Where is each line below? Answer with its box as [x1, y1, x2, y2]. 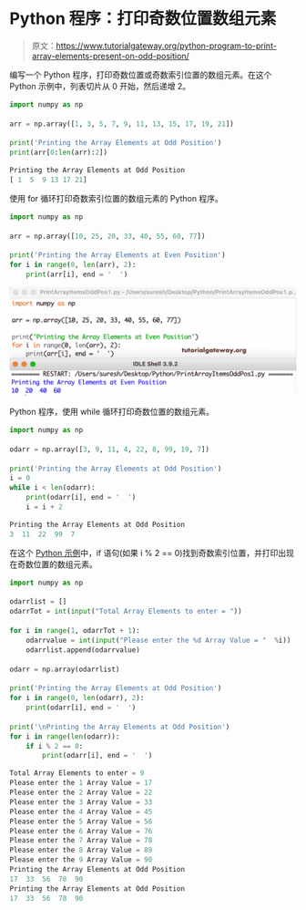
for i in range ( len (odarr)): [9, 731, 120, 741]
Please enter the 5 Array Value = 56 [9, 817, 153, 826]
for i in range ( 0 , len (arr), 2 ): [9, 261, 137, 270]
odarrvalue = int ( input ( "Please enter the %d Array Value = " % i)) [25, 636, 291, 645]
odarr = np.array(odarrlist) [9, 665, 120, 674]
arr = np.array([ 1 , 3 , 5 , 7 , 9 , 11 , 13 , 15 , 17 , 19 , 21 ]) [9, 119, 234, 129]
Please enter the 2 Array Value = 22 [9, 788, 153, 798]
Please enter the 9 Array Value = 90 [9, 855, 153, 864]
